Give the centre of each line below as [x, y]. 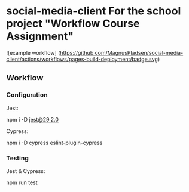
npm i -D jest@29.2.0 [32, 119]
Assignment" [40, 36]
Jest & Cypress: [26, 171]
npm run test [22, 182]
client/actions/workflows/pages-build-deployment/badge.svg [82, 59]
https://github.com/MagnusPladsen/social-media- [121, 52]
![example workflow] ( [33, 52]
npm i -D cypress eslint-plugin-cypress [54, 143]
